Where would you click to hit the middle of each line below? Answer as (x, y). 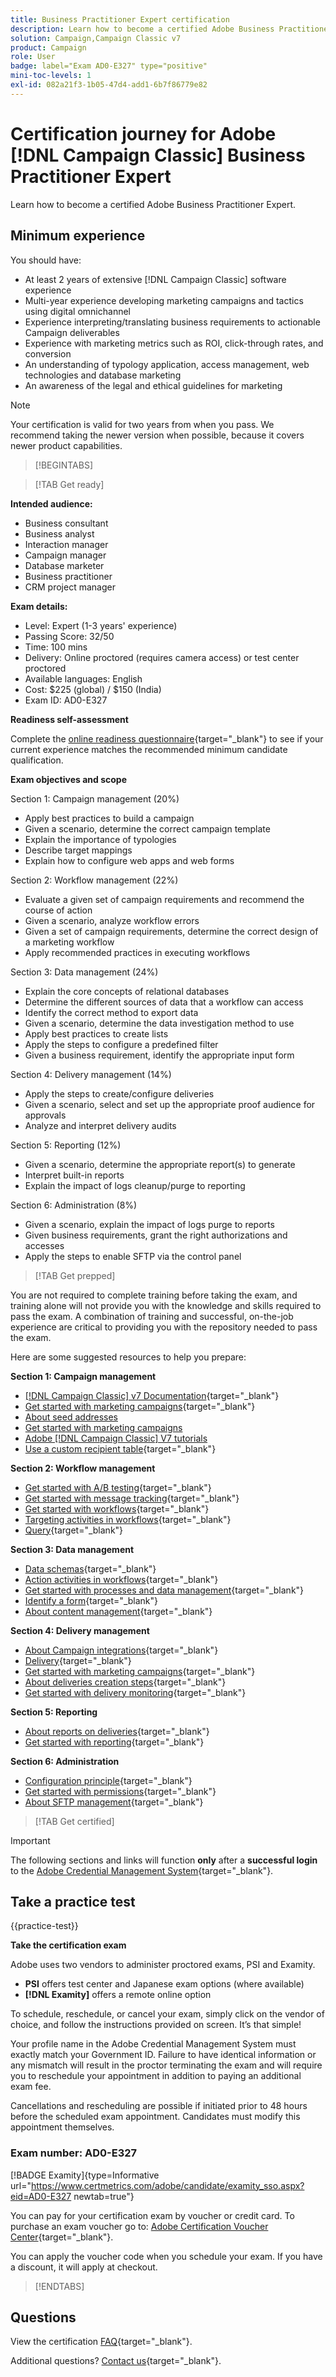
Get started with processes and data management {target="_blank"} (164, 1590)
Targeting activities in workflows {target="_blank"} (128, 1519)
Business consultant (66, 523)
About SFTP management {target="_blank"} (114, 1802)
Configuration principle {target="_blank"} (108, 1780)
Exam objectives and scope (68, 779)
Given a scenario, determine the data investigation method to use (159, 1023)
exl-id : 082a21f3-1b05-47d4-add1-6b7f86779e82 (109, 85)
